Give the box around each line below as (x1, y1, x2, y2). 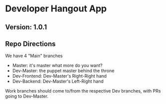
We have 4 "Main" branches (5, 53, 63, 59)
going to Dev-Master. (5, 93, 49, 100)
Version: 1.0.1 (5, 23, 47, 31)
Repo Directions (5, 39, 56, 48)
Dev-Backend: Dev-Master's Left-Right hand (12, 78, 104, 85)
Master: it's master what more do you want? (12, 63, 103, 69)
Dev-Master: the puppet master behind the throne (12, 68, 115, 74)
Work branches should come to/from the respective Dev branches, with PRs (5, 88, 161, 94)
